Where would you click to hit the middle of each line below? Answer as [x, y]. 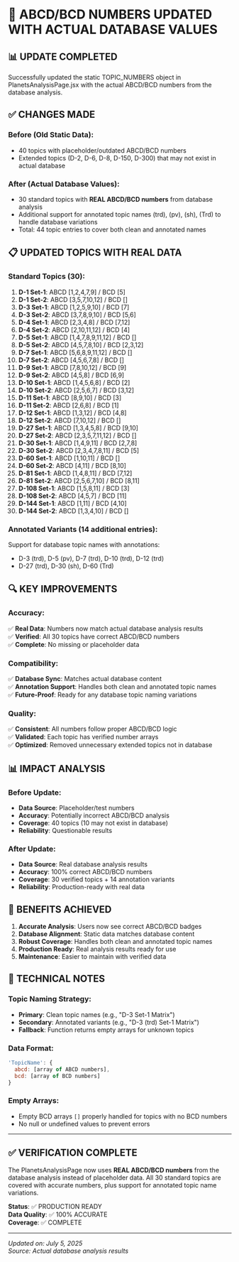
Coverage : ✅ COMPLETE [45, 1222]
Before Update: [35, 793]
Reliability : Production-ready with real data [81, 887]
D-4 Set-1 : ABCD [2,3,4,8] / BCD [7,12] [74, 322]
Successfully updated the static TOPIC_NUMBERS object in [95, 77]
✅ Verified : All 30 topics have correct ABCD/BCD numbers [94, 636]
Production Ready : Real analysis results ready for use [97, 949]
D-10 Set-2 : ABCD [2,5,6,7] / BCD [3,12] [76, 390]
